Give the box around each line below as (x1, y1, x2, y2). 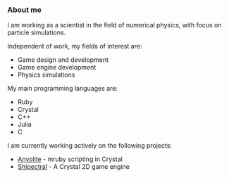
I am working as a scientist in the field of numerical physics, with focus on (7, 21, 222, 30)
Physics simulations (17, 70, 75, 79)
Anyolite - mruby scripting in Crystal (17, 155, 123, 163)
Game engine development (17, 63, 97, 72)
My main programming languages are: (7, 84, 118, 93)
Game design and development (17, 56, 109, 64)
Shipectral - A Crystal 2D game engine (17, 163, 130, 171)
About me (7, 5, 42, 15)
